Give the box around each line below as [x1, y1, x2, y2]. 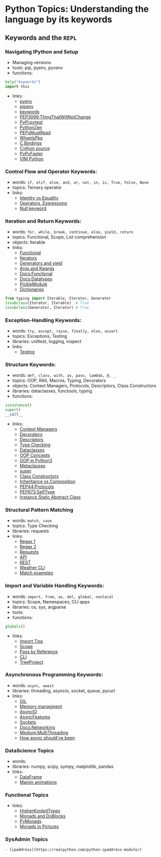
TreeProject [19, 659, 43, 665]
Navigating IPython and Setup [5, 48, 79, 55]
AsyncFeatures [19, 714, 51, 720]
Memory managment [19, 703, 63, 709]
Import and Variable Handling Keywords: [5, 582, 104, 589]
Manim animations [19, 779, 57, 785]
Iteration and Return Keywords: [5, 218, 82, 225]
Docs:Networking [19, 724, 56, 730]
